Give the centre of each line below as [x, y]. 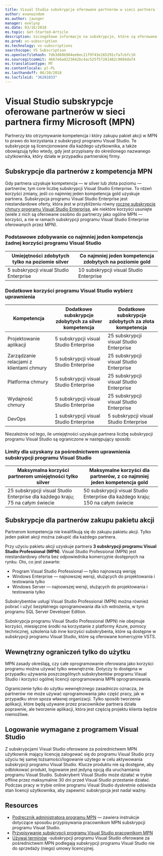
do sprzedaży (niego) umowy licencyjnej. [53, 848]
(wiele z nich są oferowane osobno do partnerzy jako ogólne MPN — [74, 214]
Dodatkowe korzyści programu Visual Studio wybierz [69, 291]
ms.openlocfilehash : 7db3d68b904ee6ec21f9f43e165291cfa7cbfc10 [70, 55]
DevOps [17, 419]
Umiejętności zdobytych [40, 256]
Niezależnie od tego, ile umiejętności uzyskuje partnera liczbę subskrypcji [79, 434]
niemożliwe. [17, 715]
